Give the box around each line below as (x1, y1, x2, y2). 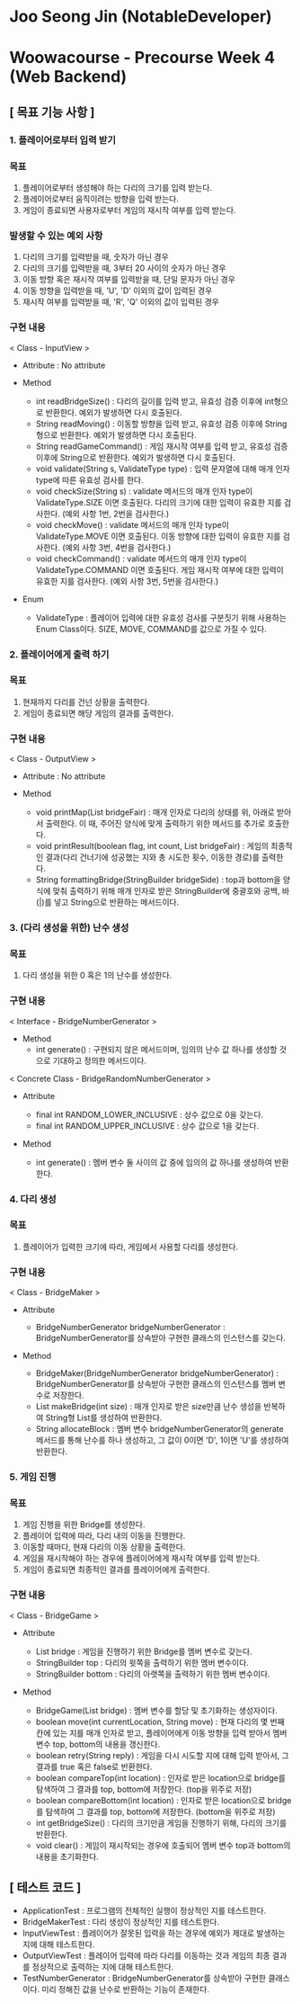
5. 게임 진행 (9, 1471, 57, 1483)
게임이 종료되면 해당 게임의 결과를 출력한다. (22, 708, 174, 719)
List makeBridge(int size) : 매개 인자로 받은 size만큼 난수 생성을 (35, 1401, 262, 1412)
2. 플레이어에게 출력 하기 (9, 648, 110, 660)
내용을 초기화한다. (35, 1851, 99, 1862)
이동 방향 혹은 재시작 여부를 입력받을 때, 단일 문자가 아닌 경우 (22, 274, 236, 285)
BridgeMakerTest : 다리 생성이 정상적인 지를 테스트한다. (22, 1917, 220, 1927)
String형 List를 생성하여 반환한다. (45, 1412, 163, 1423)
